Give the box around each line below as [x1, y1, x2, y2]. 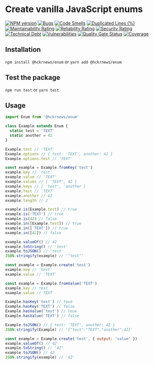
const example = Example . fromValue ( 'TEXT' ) [5, 281, 97, 286]
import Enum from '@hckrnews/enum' [5, 115, 79, 120]
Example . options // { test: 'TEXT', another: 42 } [5, 151, 113, 156]
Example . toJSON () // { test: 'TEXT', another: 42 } [5, 322, 115, 327]
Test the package [5, 73, 60, 82]
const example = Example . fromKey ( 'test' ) [5, 165, 93, 170]
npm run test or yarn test [5, 86, 59, 93]
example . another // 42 [5, 193, 52, 198]
